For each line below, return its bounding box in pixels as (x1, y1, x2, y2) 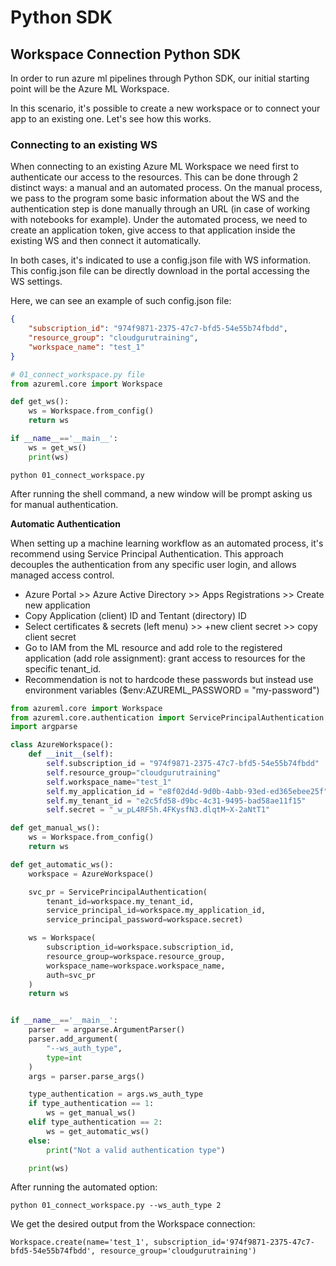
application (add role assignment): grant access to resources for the (24, 652, 306, 664)
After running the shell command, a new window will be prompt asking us (10, 487, 313, 500)
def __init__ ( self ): (28, 749, 114, 760)
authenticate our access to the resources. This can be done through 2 (10, 171, 299, 183)
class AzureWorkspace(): (10, 740, 114, 750)
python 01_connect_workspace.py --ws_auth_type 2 (10, 1201, 222, 1211)
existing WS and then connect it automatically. (10, 235, 202, 247)
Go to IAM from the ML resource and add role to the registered (24, 641, 283, 653)
